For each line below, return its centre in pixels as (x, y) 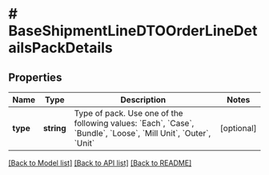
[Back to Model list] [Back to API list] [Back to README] (100, 163)
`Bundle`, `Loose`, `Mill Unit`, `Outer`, (143, 133)
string (54, 128)
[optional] (238, 128)
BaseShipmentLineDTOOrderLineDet (133, 31)
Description (143, 99)
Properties (35, 77)
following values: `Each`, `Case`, (134, 123)
